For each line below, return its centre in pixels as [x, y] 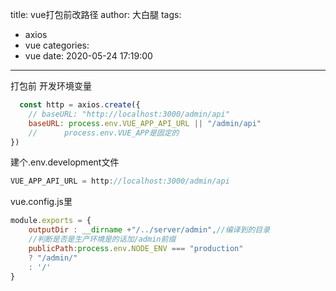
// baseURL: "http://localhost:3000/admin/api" [129, 114]
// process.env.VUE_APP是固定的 [104, 133]
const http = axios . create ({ [80, 105]
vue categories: [57, 45]
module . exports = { [51, 221]
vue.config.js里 [41, 202]
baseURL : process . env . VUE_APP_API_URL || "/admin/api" [145, 123]
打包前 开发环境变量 [51, 86]
